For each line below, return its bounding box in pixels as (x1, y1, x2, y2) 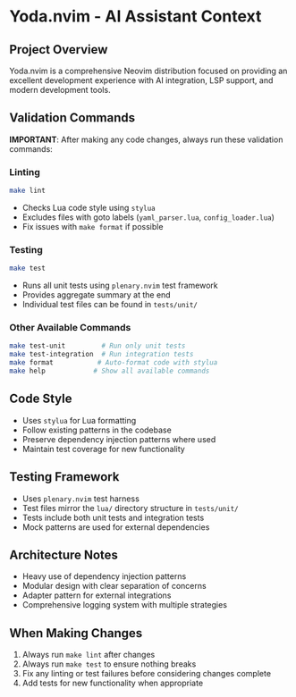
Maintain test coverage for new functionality (21, 443, 185, 454)
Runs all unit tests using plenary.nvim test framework (21, 280, 218, 291)
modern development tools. (9, 85, 111, 95)
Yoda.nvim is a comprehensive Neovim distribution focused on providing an (9, 65, 288, 76)
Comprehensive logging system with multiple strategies (21, 600, 228, 610)
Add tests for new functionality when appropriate (21, 677, 204, 689)
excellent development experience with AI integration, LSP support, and (9, 75, 274, 86)
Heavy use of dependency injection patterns (21, 571, 187, 582)
